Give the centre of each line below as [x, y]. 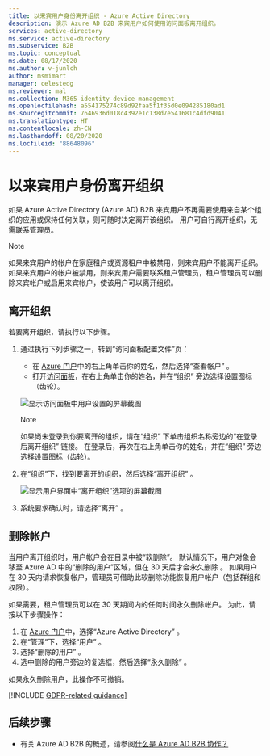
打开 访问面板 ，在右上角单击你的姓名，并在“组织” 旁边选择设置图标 [142, 376]
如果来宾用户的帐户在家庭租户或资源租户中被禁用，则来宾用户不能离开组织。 [135, 262]
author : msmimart [37, 76]
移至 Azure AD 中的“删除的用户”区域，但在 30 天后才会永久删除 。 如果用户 [133, 567]
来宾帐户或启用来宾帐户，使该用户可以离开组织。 [96, 283]
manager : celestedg [41, 83]
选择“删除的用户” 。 [53, 652]
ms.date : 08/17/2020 [43, 61]
